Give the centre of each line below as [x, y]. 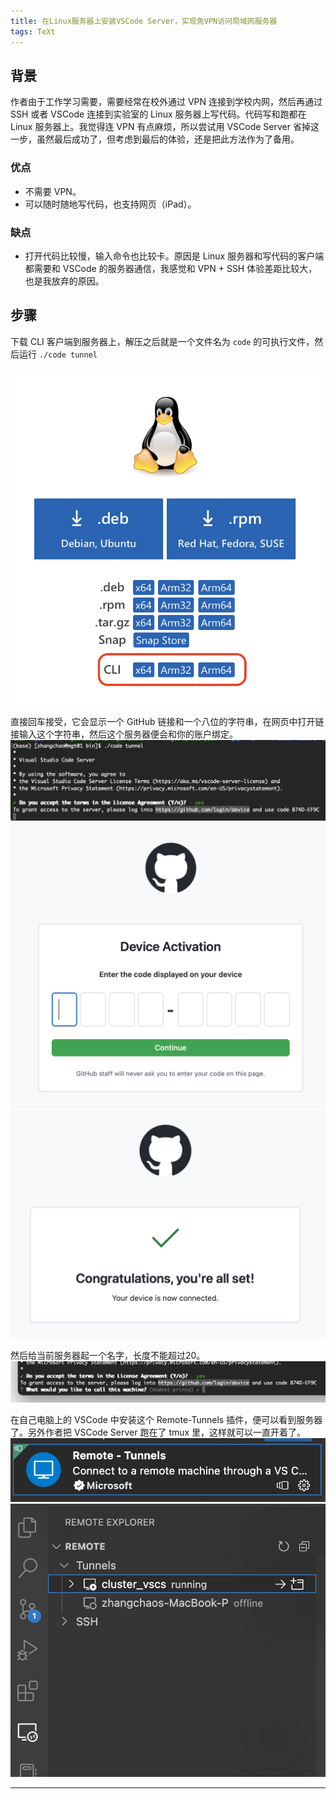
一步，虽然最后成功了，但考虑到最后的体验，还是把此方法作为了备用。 [155, 139]
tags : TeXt [33, 31]
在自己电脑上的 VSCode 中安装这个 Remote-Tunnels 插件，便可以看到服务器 [166, 1420]
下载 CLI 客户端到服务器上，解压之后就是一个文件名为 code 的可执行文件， [162, 341]
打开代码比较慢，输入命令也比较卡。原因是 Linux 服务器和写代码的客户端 [174, 256]
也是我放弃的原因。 [64, 281]
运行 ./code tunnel [58, 354]
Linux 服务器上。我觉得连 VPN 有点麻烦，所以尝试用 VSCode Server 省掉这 [165, 127]
